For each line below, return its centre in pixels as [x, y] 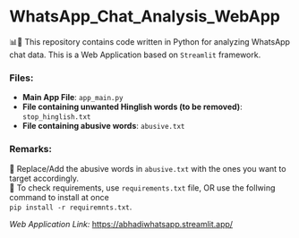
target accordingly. [44, 178]
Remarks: [30, 149]
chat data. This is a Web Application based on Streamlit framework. [135, 55]
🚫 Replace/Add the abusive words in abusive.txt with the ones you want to [148, 168]
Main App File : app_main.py [73, 98]
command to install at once [59, 197]
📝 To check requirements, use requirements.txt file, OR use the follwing [142, 187]
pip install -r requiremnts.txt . [71, 207]
